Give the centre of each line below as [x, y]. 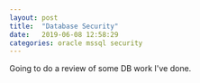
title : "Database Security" [64, 26]
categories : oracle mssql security [76, 43]
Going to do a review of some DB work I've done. [100, 69]
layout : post [34, 18]
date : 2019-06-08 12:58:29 [64, 34]
